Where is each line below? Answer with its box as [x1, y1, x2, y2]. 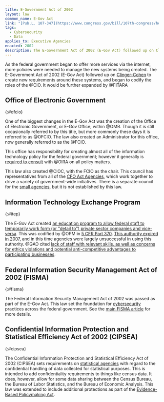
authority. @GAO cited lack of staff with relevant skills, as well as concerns [5, 241, 155, 247]
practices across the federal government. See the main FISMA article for [5, 306, 151, 312]
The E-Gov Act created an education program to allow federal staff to [5, 220, 145, 227]
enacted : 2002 [5, 43, 34, 48]
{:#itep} [5, 211, 20, 217]
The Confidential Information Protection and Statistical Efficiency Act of [5, 355, 149, 361]
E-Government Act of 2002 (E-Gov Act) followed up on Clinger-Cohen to [5, 72, 151, 77]
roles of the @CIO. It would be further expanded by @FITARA [5, 82, 128, 88]
